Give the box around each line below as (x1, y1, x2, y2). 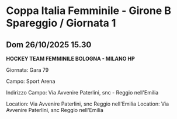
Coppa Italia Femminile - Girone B (6, 4, 171, 17)
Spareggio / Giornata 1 (6, 16, 116, 30)
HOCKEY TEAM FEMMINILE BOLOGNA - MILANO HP (6, 55, 136, 62)
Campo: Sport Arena (6, 78, 55, 85)
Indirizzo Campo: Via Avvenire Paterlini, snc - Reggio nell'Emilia (6, 89, 159, 96)
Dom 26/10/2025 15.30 (6, 40, 92, 50)
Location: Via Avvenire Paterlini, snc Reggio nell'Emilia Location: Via (6, 100, 169, 107)
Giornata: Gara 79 (6, 66, 49, 73)
